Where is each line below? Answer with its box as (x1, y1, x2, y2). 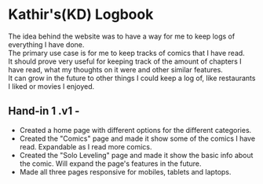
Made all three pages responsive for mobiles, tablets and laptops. (19, 167, 232, 176)
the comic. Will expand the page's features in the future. (19, 159, 202, 168)
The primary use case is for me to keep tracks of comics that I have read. (8, 48, 245, 57)
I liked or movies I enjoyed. (8, 81, 95, 91)
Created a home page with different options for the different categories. (19, 125, 252, 134)
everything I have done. (8, 39, 85, 49)
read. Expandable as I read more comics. (19, 142, 152, 151)
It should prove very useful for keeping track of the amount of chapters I (8, 57, 242, 66)
